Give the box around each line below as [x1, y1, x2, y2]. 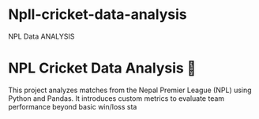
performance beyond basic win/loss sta [8, 102, 137, 111]
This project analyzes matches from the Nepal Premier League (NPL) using [8, 85, 252, 95]
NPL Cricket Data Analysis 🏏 [8, 59, 197, 77]
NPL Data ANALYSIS [8, 32, 75, 41]
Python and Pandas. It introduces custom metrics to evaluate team [8, 93, 225, 103]
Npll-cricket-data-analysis [8, 6, 187, 24]
